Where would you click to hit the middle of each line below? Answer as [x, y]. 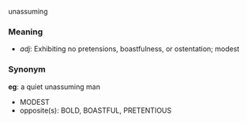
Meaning [26, 32]
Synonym [27, 69]
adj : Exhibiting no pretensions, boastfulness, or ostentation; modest [129, 49]
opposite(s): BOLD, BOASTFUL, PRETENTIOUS [95, 110]
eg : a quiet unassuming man [54, 87]
